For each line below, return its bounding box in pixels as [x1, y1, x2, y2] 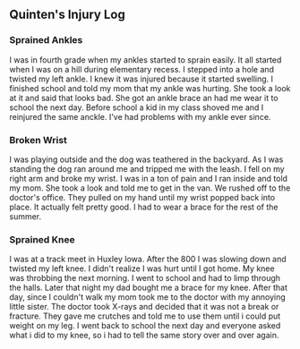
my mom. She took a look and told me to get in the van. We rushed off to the [9, 183, 291, 193]
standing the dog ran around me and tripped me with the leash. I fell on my [9, 163, 285, 174]
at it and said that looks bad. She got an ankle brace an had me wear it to [9, 92, 279, 103]
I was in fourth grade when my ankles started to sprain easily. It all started [9, 54, 282, 65]
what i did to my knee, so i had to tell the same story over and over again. [9, 330, 279, 341]
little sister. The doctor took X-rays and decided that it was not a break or [9, 302, 279, 312]
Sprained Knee [9, 233, 75, 245]
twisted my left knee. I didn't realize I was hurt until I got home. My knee [9, 263, 275, 274]
